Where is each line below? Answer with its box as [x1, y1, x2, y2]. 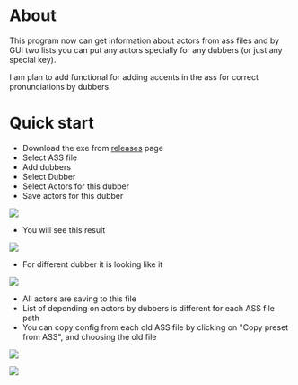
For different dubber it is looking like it [22, 258, 163, 270]
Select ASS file [22, 152, 78, 163]
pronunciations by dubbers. [9, 81, 111, 92]
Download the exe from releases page [22, 142, 164, 153]
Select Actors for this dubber [22, 181, 130, 192]
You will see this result [22, 224, 106, 235]
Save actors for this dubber [22, 190, 124, 201]
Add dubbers [22, 161, 72, 172]
